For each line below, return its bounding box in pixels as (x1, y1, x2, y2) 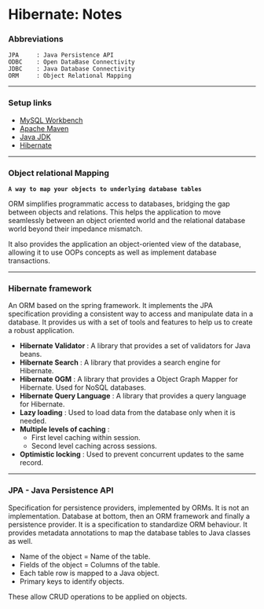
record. (19, 458, 44, 468)
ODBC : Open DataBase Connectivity (8, 58, 135, 66)
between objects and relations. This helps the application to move (8, 207, 222, 217)
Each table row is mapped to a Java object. (19, 568, 159, 578)
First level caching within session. (31, 433, 141, 442)
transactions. (8, 256, 51, 266)
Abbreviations (8, 34, 64, 45)
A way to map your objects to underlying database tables (8, 185, 202, 193)
